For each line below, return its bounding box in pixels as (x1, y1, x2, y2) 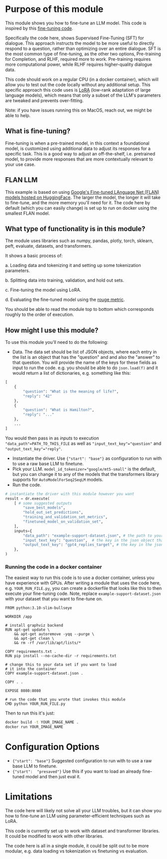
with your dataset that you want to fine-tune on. (5, 596, 103, 602)
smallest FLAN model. (5, 210, 50, 216)
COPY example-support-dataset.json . (5, 671, 83, 676)
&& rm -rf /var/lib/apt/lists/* (14, 640, 81, 646)
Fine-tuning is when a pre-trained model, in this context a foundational (5, 140, 150, 146)
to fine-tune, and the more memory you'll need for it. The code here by (5, 199, 151, 205)
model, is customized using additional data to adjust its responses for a (5, 145, 151, 151)
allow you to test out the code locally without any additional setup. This (5, 81, 151, 88)
